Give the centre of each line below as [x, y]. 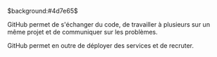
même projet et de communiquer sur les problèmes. [83, 32]
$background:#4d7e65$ [43, 11]
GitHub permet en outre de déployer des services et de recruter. [100, 45]
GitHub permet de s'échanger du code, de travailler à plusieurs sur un [108, 24]
